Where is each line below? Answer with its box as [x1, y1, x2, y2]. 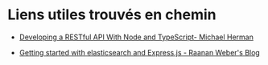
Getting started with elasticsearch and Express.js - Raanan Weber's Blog [19, 47, 261, 57]
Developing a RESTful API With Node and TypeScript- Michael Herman [19, 32, 254, 42]
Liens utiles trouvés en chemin [7, 6, 216, 24]
